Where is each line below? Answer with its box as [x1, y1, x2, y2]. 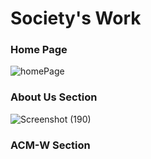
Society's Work [10, 7, 142, 30]
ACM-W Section [10, 138, 91, 152]
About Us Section [10, 90, 98, 104]
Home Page [10, 43, 68, 57]
